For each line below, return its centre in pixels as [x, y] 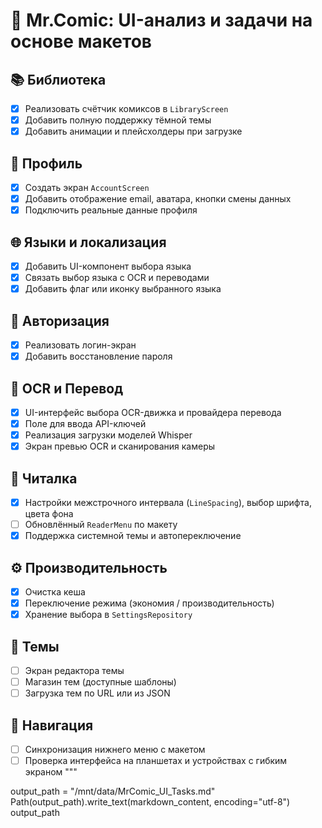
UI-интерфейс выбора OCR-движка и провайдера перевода [153, 412]
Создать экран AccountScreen [87, 187]
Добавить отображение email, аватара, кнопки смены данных [158, 199]
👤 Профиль [46, 163]
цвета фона [49, 514]
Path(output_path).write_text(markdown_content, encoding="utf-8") [150, 802]
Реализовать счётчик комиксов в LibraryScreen [126, 108]
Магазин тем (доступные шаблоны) [100, 682]
